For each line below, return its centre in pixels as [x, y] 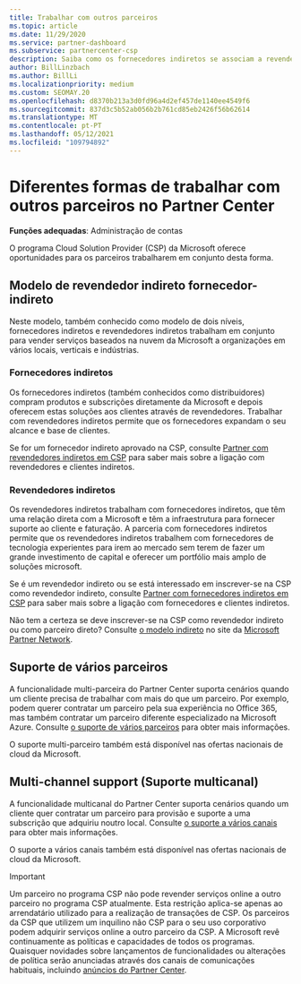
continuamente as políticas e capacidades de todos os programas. [132, 941]
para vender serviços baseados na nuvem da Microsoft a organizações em [147, 340]
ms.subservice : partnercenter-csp [74, 51]
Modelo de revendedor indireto [98, 286]
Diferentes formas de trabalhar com [145, 187]
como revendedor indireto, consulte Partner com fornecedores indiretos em [149, 594]
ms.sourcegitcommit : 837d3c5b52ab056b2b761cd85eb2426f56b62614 [130, 109]
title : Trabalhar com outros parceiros [84, 17]
